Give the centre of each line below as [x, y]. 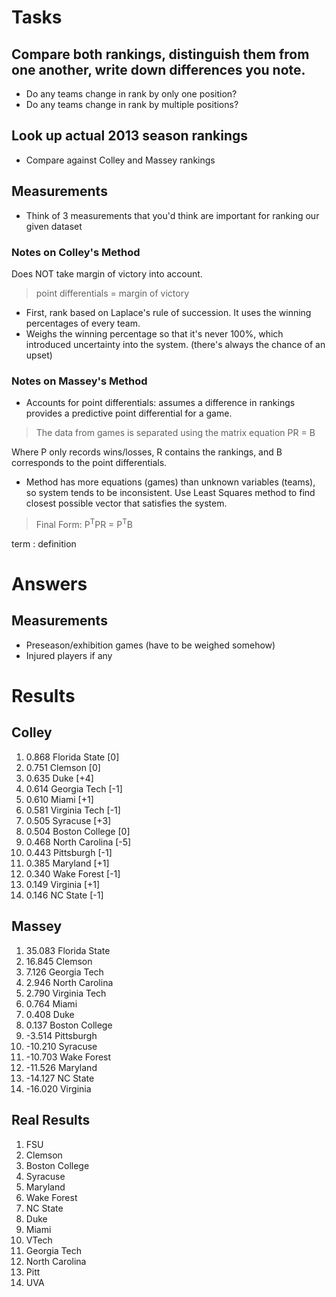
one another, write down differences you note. [158, 69]
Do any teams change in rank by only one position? [131, 94]
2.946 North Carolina [69, 982]
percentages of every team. [83, 323]
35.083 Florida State [68, 950]
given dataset [54, 226]
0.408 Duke [50, 1014]
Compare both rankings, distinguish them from [160, 54]
